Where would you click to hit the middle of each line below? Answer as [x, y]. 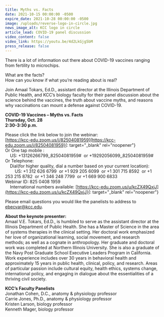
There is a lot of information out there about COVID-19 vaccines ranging [78, 60]
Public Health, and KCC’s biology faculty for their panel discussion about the [82, 95]
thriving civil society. [26, 279]
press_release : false [27, 46]
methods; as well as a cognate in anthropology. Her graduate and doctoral [80, 242]
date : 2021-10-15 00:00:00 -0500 [39, 14]
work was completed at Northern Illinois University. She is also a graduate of [82, 247]
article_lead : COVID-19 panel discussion [48, 32]
